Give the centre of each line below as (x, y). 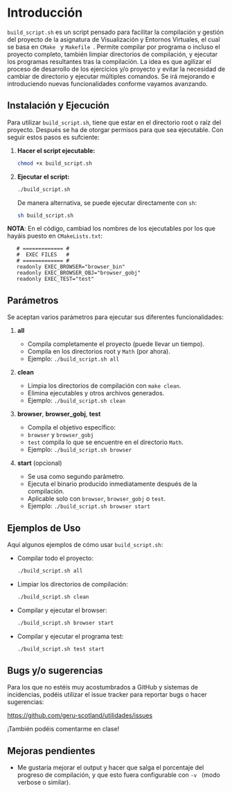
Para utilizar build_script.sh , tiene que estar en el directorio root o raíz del (114, 122)
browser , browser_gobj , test (59, 414)
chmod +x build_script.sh (54, 163)
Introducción (45, 13)
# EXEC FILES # (43, 255)
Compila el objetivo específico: (72, 427)
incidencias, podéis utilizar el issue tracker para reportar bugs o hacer (107, 695)
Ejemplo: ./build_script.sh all (73, 359)
